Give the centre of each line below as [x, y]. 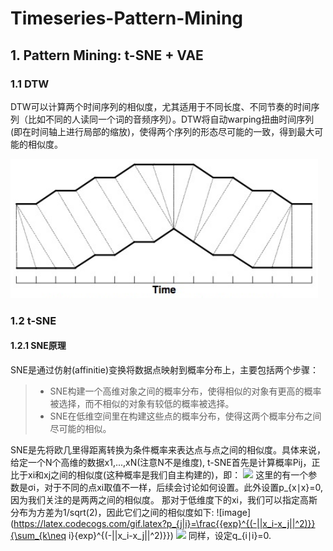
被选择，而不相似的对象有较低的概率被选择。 [142, 403]
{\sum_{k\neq [38, 535]
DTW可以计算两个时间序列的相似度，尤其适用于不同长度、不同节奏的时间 [161, 106]
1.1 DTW [30, 84]
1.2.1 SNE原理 [38, 346]
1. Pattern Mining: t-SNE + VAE [107, 55]
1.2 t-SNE [33, 320]
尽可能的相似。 [80, 428]
